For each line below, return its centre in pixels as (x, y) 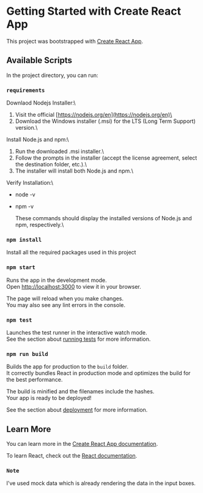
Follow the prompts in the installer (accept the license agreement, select (106, 158)
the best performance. (35, 380)
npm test (19, 320)
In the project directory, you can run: (52, 75)
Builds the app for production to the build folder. (68, 367)
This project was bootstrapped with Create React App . (75, 41)
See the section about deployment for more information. (77, 410)
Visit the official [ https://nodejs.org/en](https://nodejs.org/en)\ (94, 115)
